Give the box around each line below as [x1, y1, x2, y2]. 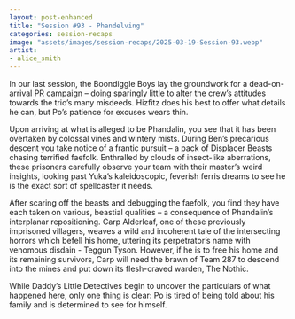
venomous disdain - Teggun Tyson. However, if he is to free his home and [9, 245, 279, 255]
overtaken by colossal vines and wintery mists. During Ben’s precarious [9, 134, 270, 144]
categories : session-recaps [9, 29, 113, 38]
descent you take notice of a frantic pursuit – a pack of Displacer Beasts [9, 143, 273, 153]
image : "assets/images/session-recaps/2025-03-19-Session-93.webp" [9, 37, 264, 47]
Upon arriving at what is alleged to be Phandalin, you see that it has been [9, 124, 276, 134]
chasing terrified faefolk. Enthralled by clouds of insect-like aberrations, [9, 152, 272, 162]
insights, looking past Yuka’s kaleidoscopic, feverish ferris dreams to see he [9, 171, 286, 182]
